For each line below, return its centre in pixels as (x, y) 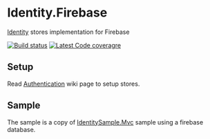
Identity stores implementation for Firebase (68, 32)
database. (21, 129)
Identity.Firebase (57, 13)
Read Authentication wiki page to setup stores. (74, 84)
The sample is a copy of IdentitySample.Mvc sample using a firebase (105, 122)
